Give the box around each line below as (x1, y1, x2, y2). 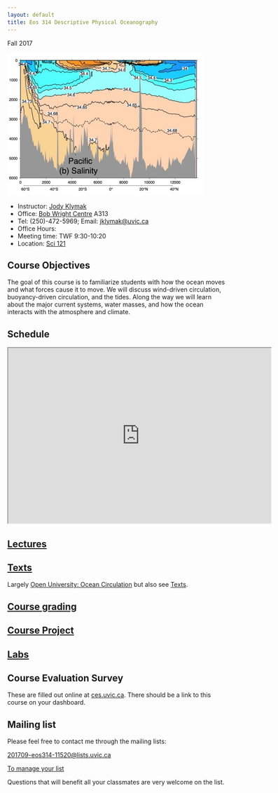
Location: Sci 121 (17, 239, 66, 248)
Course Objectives (7, 259, 91, 271)
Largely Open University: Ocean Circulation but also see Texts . (7, 581, 188, 589)
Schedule (7, 328, 50, 340)
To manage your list (7, 764, 64, 773)
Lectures (7, 538, 47, 550)
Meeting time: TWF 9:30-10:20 (17, 231, 106, 240)
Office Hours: (17, 224, 57, 233)
